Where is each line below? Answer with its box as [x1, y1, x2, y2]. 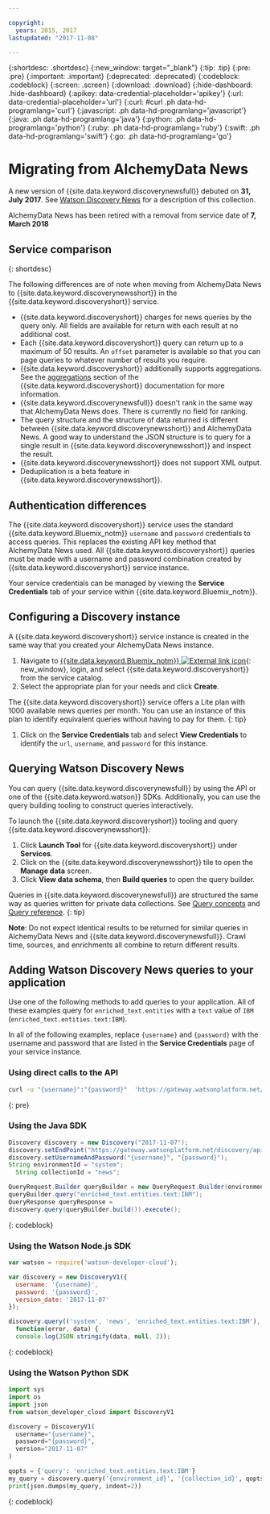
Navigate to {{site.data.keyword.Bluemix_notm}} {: [19, 655, 252, 665]
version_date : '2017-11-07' [15, 1296, 110, 1304]
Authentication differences [8, 498, 147, 512]
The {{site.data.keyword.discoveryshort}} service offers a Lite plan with [8, 697, 246, 706]
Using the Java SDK [8, 1120, 87, 1131]
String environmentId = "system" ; [8, 1161, 125, 1169]
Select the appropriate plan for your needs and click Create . [19, 681, 219, 691]
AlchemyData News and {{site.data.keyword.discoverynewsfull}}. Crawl [8, 931, 247, 941]
